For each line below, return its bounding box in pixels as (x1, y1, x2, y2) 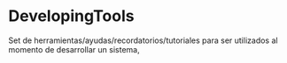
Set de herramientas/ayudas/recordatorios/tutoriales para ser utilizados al (8, 35, 278, 45)
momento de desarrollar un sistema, (8, 44, 140, 54)
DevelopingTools (8, 6, 135, 26)
